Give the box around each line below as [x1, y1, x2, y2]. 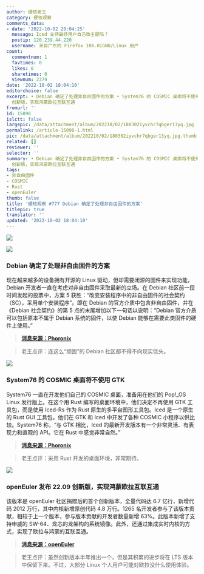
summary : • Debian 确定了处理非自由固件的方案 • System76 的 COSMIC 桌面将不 [6, 155, 191, 161]
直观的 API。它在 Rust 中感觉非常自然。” [22, 428, 121, 436]
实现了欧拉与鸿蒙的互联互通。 [16, 527, 92, 535]
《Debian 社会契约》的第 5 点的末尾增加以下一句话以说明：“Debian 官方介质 [6, 307, 197, 314]
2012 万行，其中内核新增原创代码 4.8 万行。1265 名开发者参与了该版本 [13, 505, 189, 512]
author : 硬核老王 [6, 8, 47, 15]
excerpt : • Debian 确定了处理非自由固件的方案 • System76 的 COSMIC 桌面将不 [6, 93, 191, 100]
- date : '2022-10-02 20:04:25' [6, 25, 86, 32]
